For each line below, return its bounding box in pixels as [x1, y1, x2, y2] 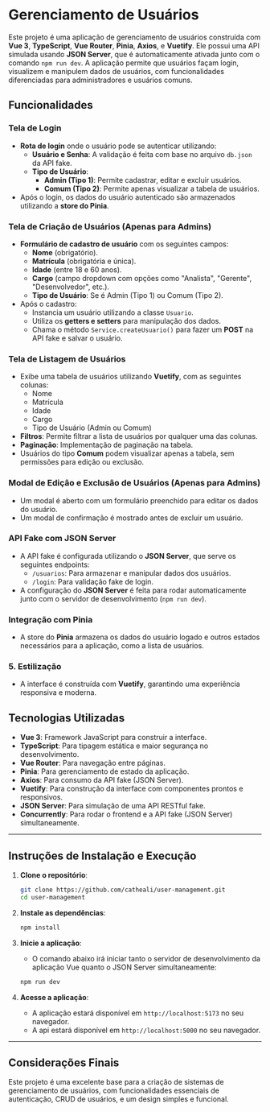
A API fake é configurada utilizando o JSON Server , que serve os [19, 551, 237, 560]
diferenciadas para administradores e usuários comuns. [8, 75, 193, 85]
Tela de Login [8, 122, 62, 134]
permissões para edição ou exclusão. [19, 457, 145, 467]
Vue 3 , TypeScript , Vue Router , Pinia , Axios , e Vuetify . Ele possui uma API [8, 40, 260, 50]
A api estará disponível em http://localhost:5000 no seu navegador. [31, 1025, 261, 1035]
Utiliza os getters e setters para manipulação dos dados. [31, 316, 221, 325]
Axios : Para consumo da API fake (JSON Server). [19, 775, 184, 785]
